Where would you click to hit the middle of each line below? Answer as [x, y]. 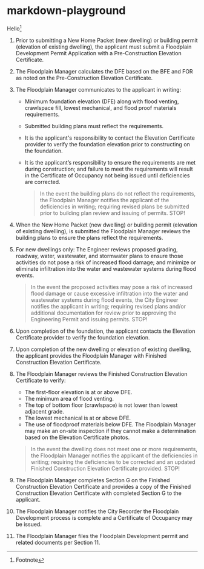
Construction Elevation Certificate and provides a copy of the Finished [103, 486]
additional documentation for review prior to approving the [104, 313]
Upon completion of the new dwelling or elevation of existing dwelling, [103, 349]
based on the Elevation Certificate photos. [77, 437]
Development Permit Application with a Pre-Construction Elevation [98, 53]
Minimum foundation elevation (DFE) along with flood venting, [102, 101]
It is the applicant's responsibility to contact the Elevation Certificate [110, 138]
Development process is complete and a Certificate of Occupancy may [104, 517]
